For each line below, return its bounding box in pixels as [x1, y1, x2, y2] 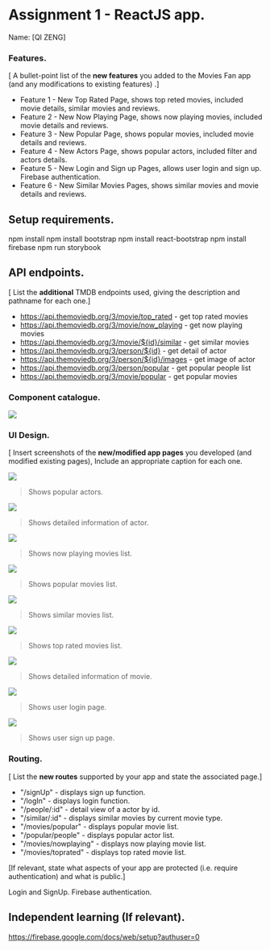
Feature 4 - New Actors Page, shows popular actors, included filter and [19, 147, 257, 156]
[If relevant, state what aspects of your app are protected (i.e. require [8, 863, 239, 873]
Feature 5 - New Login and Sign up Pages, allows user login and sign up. [19, 164, 262, 173]
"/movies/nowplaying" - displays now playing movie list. [19, 839, 207, 848]
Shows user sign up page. [27, 733, 115, 743]
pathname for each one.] [8, 296, 91, 306]
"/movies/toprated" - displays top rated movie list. [19, 847, 187, 856]
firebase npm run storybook [8, 243, 102, 252]
